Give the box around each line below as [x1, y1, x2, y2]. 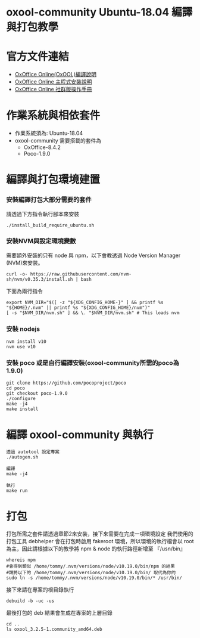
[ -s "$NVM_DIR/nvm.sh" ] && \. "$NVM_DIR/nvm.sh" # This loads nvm [6, 309, 180, 316]
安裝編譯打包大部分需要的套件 [6, 196, 92, 204]
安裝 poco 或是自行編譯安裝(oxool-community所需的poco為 [6, 359, 180, 367]
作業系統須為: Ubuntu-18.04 [14, 129, 83, 137]
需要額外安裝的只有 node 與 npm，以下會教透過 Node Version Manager [6, 252, 181, 259]
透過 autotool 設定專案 [6, 449, 60, 455]
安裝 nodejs [6, 324, 40, 333]
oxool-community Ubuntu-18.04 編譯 [6, 5, 193, 19]
